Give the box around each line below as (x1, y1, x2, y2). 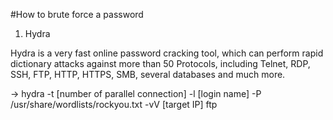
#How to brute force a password (10, 9, 144, 20)
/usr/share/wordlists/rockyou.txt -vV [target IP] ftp (10, 99, 218, 110)
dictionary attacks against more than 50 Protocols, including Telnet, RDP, (10, 58, 311, 69)
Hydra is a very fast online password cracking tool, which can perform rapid (10, 47, 324, 59)
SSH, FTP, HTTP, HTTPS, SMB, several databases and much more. (10, 69, 286, 80)
